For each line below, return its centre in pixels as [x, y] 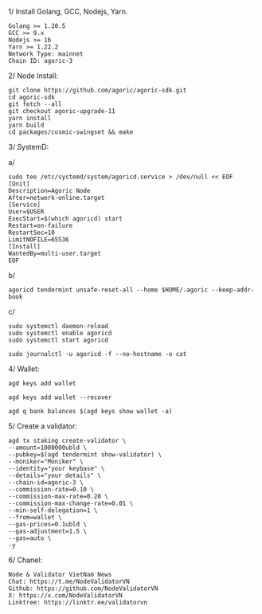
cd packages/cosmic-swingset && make [71, 132]
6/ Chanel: [25, 560]
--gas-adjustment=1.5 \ [48, 531]
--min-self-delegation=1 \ [53, 510]
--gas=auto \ [30, 538]
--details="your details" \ [55, 475]
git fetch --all [35, 104]
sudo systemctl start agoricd [59, 340]
